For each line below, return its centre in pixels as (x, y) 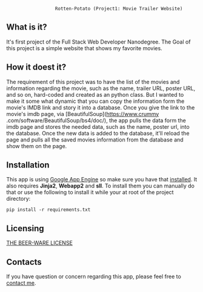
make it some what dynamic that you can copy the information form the (95, 101)
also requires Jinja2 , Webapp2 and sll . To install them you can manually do (101, 186)
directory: (18, 199)
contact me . (21, 283)
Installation (28, 165)
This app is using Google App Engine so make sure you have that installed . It (102, 180)
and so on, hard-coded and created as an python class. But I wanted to (95, 94)
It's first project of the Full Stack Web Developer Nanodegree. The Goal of (98, 42)
